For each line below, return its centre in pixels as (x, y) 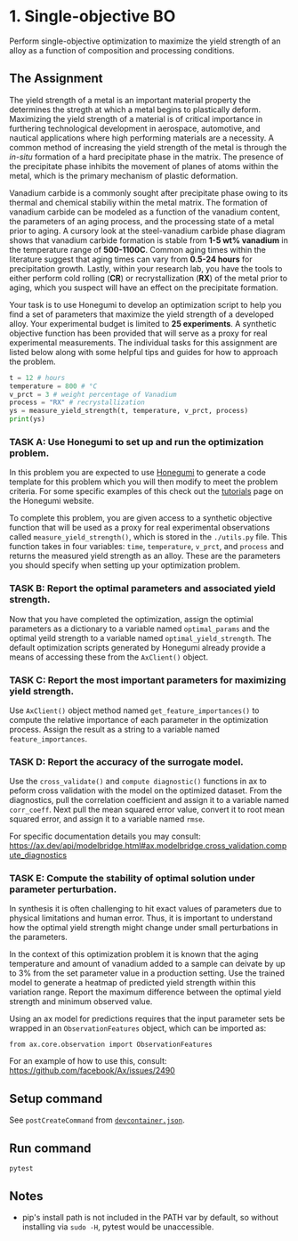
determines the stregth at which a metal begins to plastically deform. (135, 109)
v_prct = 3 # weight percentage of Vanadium (93, 394)
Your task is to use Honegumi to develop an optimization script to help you (145, 304)
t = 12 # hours (37, 377)
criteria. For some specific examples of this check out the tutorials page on (146, 491)
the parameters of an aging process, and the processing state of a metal (142, 221)
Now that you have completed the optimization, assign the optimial (131, 619)
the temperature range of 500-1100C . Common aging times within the (138, 249)
